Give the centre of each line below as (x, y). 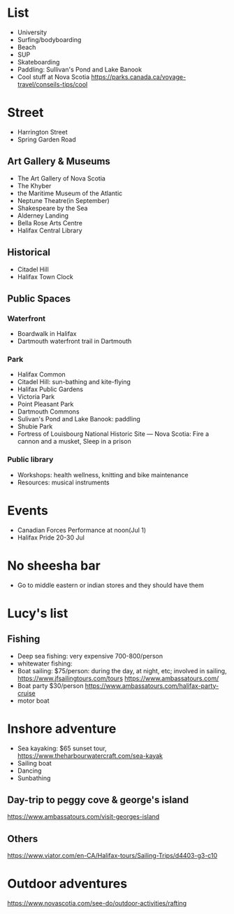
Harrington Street (42, 132)
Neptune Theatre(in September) (63, 200)
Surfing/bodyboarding (49, 39)
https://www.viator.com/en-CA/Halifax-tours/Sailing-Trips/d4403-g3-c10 (112, 856)
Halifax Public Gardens (50, 389)
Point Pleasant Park (45, 405)
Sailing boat (35, 763)
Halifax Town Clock (45, 276)
